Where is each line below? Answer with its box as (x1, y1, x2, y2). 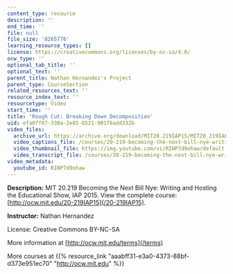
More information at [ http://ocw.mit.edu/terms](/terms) (7, 238, 164, 246)
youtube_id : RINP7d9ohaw (13, 164, 85, 172)
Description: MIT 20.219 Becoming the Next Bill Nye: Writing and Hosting (7, 183, 217, 192)
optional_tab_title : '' (7, 62, 76, 68)
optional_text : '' (7, 68, 60, 75)
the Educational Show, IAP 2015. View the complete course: (7, 191, 178, 199)
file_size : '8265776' (7, 36, 70, 43)
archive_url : (13, 132, 51, 139)
